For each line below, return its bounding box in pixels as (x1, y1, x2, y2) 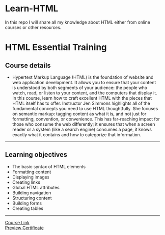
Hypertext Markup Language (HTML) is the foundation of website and (12, 74, 154, 80)
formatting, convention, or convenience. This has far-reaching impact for (12, 116, 160, 122)
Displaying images (12, 174, 50, 180)
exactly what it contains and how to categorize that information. (12, 131, 141, 138)
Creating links (12, 179, 41, 185)
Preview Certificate (5, 225, 44, 231)
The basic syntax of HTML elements (12, 163, 86, 170)
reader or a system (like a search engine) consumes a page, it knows (12, 126, 152, 132)
